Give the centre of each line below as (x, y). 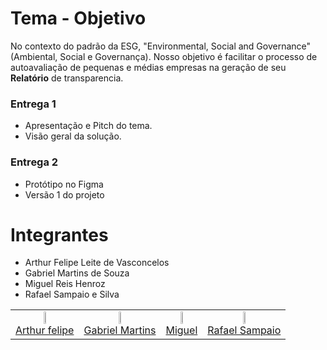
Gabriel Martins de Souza (77, 273)
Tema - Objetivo (78, 18)
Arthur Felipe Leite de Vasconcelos (97, 263)
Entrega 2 (34, 162)
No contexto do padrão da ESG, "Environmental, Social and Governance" (161, 46)
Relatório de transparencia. (67, 78)
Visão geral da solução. (73, 136)
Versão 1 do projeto (64, 194)
